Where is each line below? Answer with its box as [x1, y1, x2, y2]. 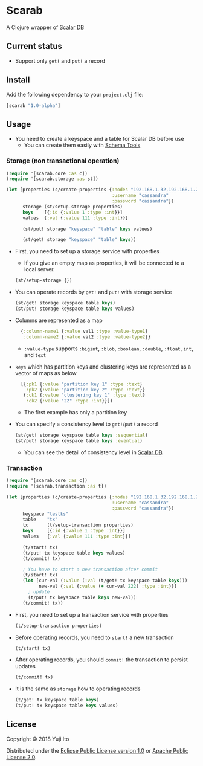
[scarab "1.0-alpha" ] [6, 102, 61, 109]
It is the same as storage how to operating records [14, 685, 141, 692]
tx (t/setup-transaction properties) [22, 522, 134, 529]
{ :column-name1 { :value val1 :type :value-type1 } [21, 328, 148, 334]
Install [6, 75, 30, 85]
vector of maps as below [14, 369, 77, 376]
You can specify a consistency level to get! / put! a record [14, 420, 158, 428]
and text [24, 351, 47, 358]
